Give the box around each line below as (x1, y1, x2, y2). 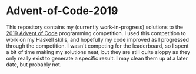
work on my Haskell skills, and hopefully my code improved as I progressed (6, 36, 190, 43)
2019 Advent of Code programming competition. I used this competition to (6, 29, 187, 36)
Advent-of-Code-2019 (6, 4, 118, 18)
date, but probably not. (6, 60, 62, 68)
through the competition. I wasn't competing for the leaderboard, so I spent (6, 42, 189, 49)
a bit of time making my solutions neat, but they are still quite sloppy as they (6, 48, 190, 55)
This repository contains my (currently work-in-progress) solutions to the (6, 23, 184, 31)
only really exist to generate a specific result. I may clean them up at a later (6, 55, 188, 62)
